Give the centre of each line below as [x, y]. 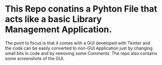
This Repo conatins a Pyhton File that [81, 9]
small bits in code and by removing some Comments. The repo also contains [81, 53]
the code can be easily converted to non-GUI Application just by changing [79, 48]
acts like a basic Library [53, 19]
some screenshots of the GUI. [35, 58]
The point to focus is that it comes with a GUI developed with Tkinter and [78, 43]
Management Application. [59, 30]
